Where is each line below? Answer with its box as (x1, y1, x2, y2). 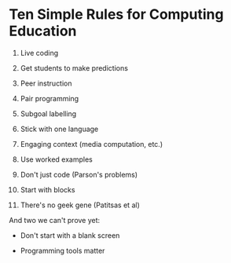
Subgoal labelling (20, 108, 77, 119)
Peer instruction (20, 79, 73, 88)
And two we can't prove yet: (9, 215, 101, 225)
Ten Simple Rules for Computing (9, 5, 224, 24)
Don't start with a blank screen (20, 230, 120, 240)
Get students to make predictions (20, 63, 129, 72)
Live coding (20, 48, 59, 57)
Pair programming (20, 93, 79, 103)
